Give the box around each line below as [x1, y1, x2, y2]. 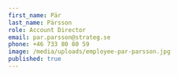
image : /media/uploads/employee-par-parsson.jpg [8, 48, 171, 55]
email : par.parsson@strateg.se [8, 33, 111, 41]
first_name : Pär [8, 11, 61, 20]
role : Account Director [8, 26, 87, 34]
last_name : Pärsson [8, 19, 72, 27]
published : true [8, 55, 61, 63]
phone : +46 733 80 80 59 [8, 41, 90, 48]
